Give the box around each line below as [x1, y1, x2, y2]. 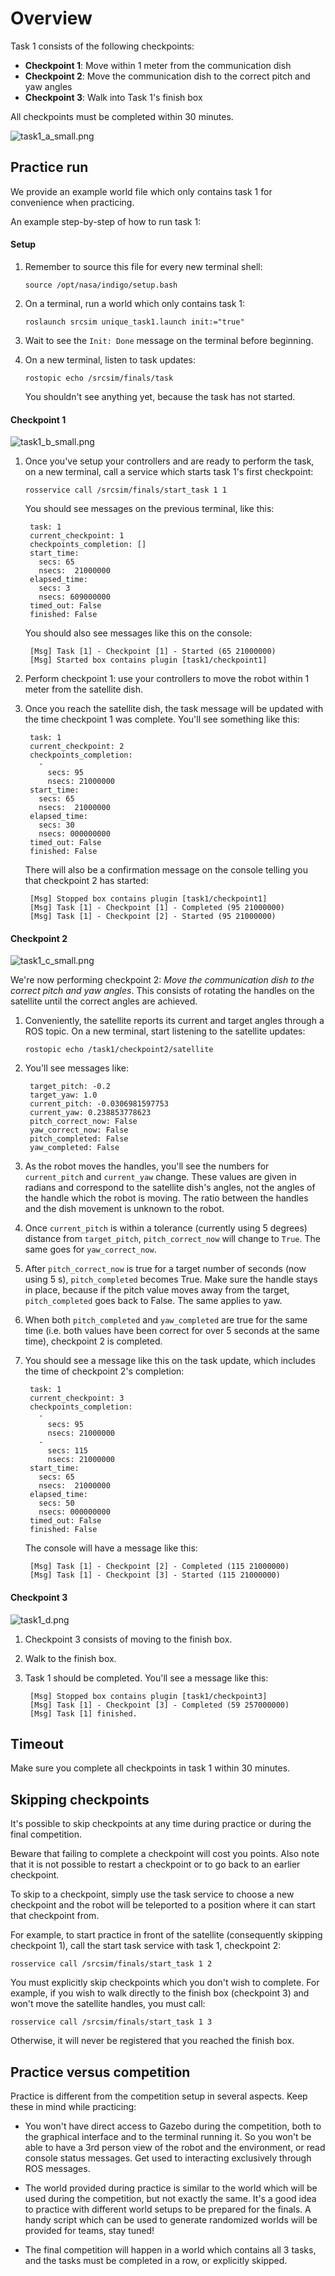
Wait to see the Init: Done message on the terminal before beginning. [24, 334, 314, 346]
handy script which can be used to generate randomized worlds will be [24, 2214, 318, 2226]
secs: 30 [38, 820, 75, 831]
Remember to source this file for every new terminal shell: [24, 260, 263, 272]
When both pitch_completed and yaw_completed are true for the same [24, 1314, 308, 1326]
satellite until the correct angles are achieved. [10, 995, 198, 1007]
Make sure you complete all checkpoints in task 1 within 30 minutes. [10, 1762, 291, 1774]
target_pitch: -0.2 [29, 1082, 111, 1092]
